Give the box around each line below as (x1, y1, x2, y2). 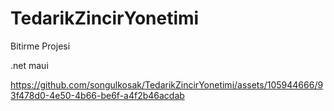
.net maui (10, 59, 49, 71)
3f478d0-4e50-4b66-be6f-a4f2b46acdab (10, 89, 185, 101)
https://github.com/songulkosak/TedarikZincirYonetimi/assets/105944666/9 (10, 78, 324, 91)
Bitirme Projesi (10, 40, 71, 52)
